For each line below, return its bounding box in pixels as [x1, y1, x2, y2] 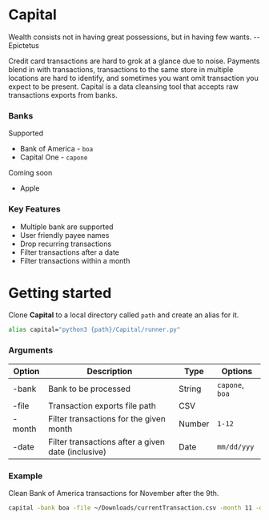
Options [221, 365, 253, 377]
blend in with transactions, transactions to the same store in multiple [8, 64, 234, 74]
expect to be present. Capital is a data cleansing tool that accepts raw [8, 82, 239, 91]
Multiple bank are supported [19, 222, 114, 232]
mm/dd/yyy [217, 442, 255, 451]
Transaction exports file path [47, 400, 156, 411]
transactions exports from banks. [8, 90, 118, 99]
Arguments [8, 345, 54, 356]
